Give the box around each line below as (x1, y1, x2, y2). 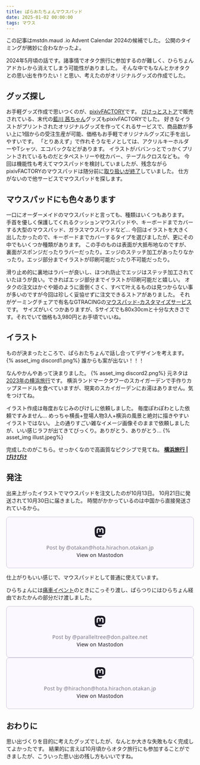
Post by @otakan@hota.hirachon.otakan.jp (46, 543, 154, 552)
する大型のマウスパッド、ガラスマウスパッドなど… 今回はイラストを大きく (6, 226, 189, 233)
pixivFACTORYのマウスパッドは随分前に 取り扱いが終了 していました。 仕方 (6, 168, 189, 175)
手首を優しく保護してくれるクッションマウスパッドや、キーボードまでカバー (6, 219, 193, 225)
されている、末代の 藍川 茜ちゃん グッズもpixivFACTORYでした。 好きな (6, 116, 180, 123)
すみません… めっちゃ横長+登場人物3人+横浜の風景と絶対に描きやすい (16, 412, 189, 419)
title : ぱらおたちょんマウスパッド (6, 8, 83, 15)
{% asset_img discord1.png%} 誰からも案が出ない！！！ (6, 357, 145, 364)
